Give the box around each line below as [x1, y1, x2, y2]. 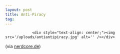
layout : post [5, 7, 32, 12]
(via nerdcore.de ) [5, 43, 41, 49]
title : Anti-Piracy [5, 12, 46, 17]
